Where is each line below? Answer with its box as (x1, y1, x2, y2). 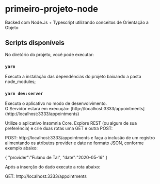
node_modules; (5, 79, 36, 84)
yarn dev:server (5, 91, 44, 96)
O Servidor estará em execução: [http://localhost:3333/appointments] (5, 106, 145, 112)
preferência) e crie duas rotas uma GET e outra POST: (5, 125, 113, 132)
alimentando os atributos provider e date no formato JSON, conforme (5, 140, 144, 146)
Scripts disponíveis (5, 39, 64, 47)
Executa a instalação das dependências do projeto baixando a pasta (5, 74, 142, 80)
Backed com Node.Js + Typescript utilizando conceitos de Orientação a (5, 19, 149, 25)
